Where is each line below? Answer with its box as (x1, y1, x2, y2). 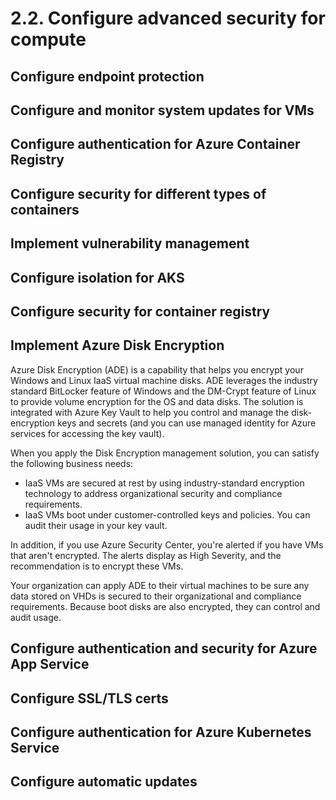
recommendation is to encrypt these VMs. (10, 560, 184, 572)
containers (10, 201, 80, 218)
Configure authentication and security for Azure (10, 640, 318, 657)
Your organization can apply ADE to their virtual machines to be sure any (10, 579, 310, 591)
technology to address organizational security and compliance (24, 487, 283, 499)
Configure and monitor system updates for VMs (10, 102, 315, 119)
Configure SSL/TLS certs (10, 690, 169, 707)
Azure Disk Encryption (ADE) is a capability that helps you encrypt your (10, 363, 304, 376)
